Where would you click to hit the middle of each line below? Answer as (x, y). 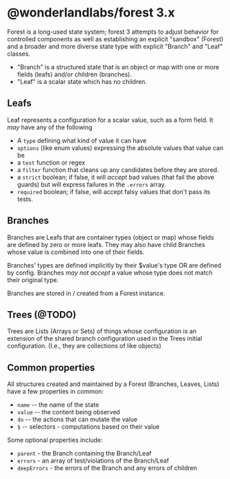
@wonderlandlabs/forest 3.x (91, 13)
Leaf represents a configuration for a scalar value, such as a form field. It (110, 120)
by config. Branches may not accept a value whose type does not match (110, 273)
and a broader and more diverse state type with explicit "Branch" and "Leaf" (115, 46)
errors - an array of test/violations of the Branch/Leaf (93, 461)
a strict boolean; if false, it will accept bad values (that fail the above (116, 177)
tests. (25, 199)
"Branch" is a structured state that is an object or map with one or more (118, 67)
